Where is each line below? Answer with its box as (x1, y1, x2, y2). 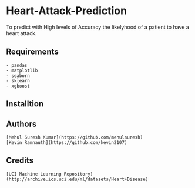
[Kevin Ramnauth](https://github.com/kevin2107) (6, 139, 127, 145)
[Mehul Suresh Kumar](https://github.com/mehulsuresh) (6, 134, 143, 140)
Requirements (6, 47, 59, 57)
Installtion (6, 99, 44, 109)
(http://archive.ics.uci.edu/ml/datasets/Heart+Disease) (6, 176, 149, 182)
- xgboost (6, 83, 31, 89)
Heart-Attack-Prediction (6, 4, 127, 18)
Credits (6, 156, 34, 166)
